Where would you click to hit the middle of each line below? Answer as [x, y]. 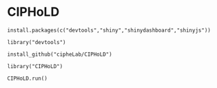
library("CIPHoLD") [35, 66]
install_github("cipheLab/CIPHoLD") [60, 54]
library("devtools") [37, 42]
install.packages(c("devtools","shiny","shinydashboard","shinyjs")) [109, 30]
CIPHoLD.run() [28, 78]
